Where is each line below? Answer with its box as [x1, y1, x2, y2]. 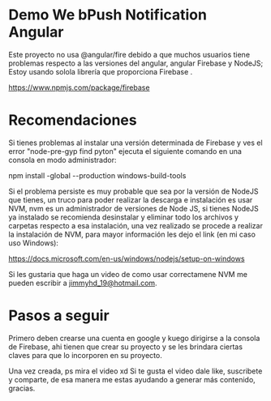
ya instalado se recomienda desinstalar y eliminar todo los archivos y [8, 212, 239, 222]
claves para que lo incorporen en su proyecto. [8, 350, 162, 360]
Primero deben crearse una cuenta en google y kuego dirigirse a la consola [8, 333, 260, 343]
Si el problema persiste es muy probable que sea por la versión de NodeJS [8, 186, 259, 196]
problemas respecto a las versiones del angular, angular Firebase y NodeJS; [8, 58, 264, 68]
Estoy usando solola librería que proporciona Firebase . [8, 66, 193, 76]
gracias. [8, 383, 36, 393]
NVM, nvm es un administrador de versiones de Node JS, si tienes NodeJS [8, 203, 260, 213]
